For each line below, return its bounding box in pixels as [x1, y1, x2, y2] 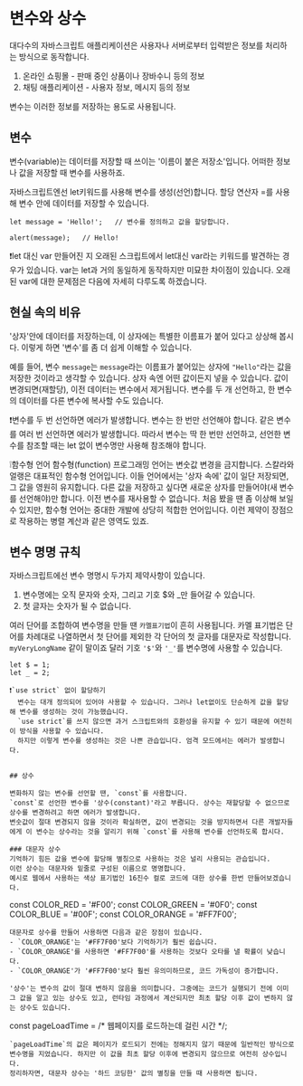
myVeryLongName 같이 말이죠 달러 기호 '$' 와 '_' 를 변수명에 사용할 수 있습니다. [9, 643, 283, 653]
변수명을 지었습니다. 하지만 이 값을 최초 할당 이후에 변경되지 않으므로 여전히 [9, 1050, 259, 1059]
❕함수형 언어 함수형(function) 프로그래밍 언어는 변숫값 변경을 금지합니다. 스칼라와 [9, 459, 295, 470]
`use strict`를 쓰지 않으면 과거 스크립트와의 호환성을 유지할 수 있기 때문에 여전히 [17, 717, 293, 727]
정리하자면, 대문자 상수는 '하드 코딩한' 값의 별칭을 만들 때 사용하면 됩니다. [9, 1069, 259, 1078]
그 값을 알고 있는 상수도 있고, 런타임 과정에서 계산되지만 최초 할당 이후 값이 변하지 [9, 994, 283, 1003]
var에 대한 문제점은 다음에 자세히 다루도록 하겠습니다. [18, 275, 207, 286]
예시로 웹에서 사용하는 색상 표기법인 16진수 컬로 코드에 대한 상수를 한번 [9, 874, 244, 883]
